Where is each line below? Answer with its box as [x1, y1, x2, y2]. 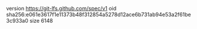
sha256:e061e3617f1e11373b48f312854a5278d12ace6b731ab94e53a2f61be [6, 11, 192, 18]
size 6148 [29, 17, 53, 24]
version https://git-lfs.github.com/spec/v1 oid [6, 5, 117, 12]
